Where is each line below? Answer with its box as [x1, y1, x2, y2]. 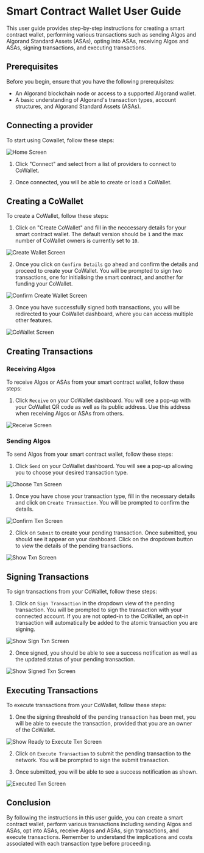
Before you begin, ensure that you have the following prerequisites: [6, 77, 175, 85]
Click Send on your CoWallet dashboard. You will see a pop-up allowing [15, 462, 193, 470]
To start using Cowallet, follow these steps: [6, 136, 114, 144]
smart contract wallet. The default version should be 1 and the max [15, 231, 184, 238]
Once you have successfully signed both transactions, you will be [15, 304, 180, 311]
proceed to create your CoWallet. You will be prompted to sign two [15, 267, 182, 275]
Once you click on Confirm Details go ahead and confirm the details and [15, 261, 199, 268]
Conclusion [6, 797, 51, 808]
